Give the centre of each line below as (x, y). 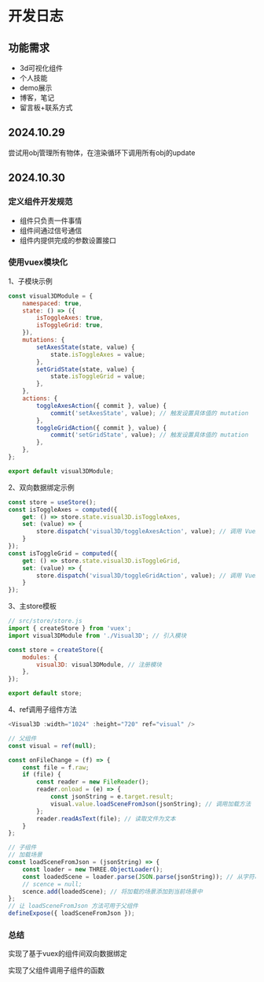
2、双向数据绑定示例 (41, 487)
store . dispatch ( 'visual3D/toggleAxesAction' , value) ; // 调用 (139, 532)
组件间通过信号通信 (51, 230)
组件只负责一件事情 (51, 220)
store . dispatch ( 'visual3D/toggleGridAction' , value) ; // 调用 (139, 576)
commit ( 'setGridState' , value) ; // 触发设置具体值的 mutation (149, 435)
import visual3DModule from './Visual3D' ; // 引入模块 (97, 636)
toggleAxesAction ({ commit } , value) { (102, 406)
